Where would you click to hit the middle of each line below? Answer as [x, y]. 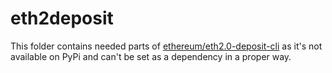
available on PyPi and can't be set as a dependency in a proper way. [151, 56]
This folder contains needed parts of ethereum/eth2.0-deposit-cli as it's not [166, 46]
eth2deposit [62, 18]
